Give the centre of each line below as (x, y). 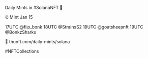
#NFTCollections (22, 51)
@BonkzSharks (21, 32)
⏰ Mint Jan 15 (19, 17)
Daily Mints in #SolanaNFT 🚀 (34, 8)
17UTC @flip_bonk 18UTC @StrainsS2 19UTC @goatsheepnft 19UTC (74, 27)
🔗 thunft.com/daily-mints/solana (38, 42)
